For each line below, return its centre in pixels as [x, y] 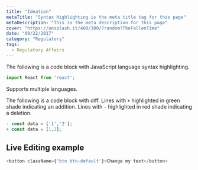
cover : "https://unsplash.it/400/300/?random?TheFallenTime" [83, 28]
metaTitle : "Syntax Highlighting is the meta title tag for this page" [96, 17]
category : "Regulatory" [35, 39]
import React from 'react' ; [41, 77]
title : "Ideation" [29, 12]
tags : [13, 45]
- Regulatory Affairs [38, 50]
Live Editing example [45, 147]
